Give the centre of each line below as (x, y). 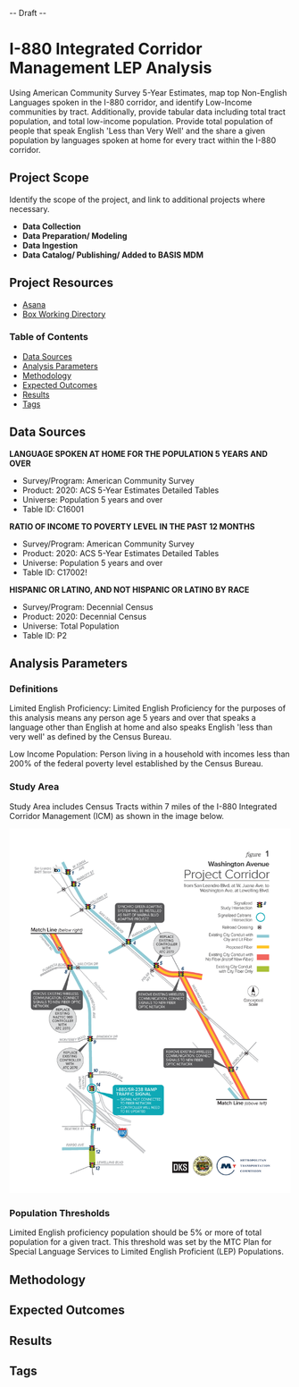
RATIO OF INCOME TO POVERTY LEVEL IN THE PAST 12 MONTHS (132, 526)
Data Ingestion (50, 245)
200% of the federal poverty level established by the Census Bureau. (136, 764)
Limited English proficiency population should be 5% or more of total (135, 1232)
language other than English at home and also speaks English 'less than (141, 727)
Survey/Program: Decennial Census (87, 606)
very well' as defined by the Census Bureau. (91, 737)
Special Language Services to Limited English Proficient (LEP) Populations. (146, 1252)
